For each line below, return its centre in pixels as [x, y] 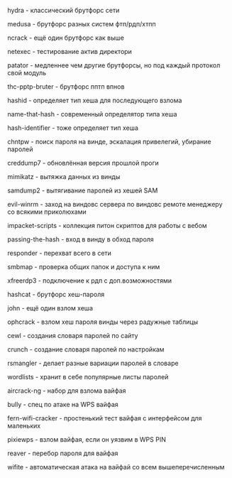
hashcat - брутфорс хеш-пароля [56, 294]
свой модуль [27, 73]
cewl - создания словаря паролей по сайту [73, 336]
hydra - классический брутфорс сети [63, 10]
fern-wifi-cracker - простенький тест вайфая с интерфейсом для [105, 418]
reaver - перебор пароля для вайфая [63, 453]
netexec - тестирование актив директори [70, 51]
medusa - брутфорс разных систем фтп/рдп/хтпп [82, 24]
